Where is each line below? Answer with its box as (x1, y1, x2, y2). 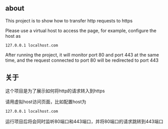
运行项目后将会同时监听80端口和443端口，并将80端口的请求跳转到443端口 (5, 118, 163, 124)
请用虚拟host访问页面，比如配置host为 (5, 98, 87, 105)
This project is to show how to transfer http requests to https (5, 17, 133, 23)
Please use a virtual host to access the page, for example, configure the (5, 28, 157, 34)
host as (5, 33, 21, 39)
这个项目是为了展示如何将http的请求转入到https (5, 88, 105, 94)
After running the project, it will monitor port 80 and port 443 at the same (5, 51, 159, 58)
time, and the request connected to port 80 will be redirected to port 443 (5, 57, 159, 63)
